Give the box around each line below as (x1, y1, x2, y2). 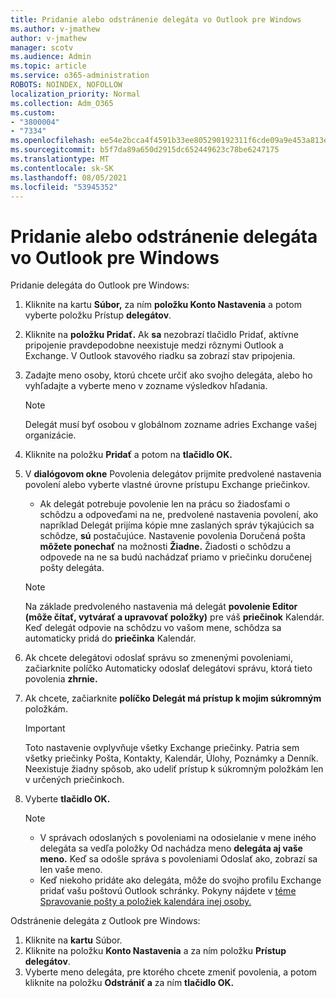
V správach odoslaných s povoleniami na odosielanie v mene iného (39, 832, 317, 844)
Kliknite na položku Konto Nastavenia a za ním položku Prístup (24, 945, 287, 957)
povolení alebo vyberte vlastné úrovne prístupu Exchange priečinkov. (24, 479, 310, 491)
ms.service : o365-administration (10, 71, 150, 81)
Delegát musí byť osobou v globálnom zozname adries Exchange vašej (24, 419, 317, 431)
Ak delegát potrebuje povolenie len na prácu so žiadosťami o (39, 498, 291, 510)
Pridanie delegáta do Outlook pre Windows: (10, 279, 190, 291)
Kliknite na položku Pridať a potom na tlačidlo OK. (24, 449, 233, 461)
